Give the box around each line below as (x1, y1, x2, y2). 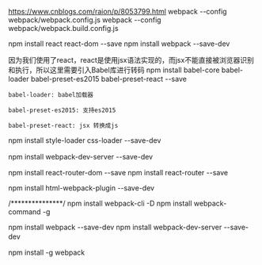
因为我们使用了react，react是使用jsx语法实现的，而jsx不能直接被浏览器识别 (8, 56, 255, 64)
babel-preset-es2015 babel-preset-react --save (30, 75, 188, 83)
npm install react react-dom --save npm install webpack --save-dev (8, 39, 230, 48)
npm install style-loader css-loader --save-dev (8, 136, 161, 145)
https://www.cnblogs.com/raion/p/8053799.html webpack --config (8, 7, 227, 16)
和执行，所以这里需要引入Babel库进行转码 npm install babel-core (8, 65, 220, 75)
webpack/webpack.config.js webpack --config (8, 15, 161, 25)
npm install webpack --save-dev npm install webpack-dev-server (8, 222, 222, 232)
